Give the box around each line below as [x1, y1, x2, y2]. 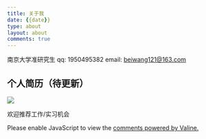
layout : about [7, 29, 48, 36]
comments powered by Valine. [113, 123, 199, 131]
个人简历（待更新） [7, 77, 89, 89]
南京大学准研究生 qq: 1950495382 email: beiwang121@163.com [7, 56, 187, 64]
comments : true [7, 36, 51, 43]
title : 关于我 [7, 10, 45, 17]
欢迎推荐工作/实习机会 [7, 109, 70, 118]
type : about [7, 23, 41, 30]
